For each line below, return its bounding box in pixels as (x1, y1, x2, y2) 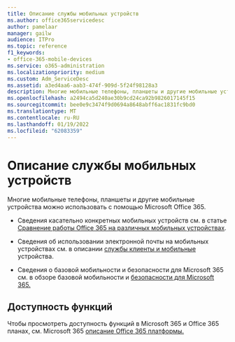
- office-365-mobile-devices (7, 56, 92, 63)
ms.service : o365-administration (7, 62, 105, 69)
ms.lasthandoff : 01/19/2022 (7, 120, 90, 128)
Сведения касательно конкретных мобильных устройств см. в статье (17, 216, 227, 225)
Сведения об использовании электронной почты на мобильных (17, 237, 209, 245)
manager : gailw (7, 29, 52, 37)
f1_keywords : (7, 50, 45, 57)
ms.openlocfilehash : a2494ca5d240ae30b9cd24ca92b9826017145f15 (7, 95, 196, 102)
